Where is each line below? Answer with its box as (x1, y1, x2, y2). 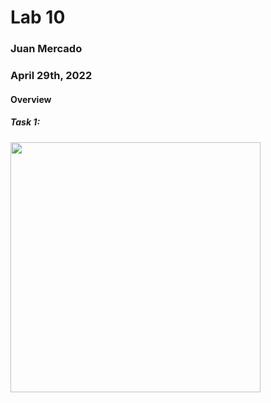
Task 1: (10, 116, 41, 128)
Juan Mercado (10, 42, 83, 56)
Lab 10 (10, 6, 66, 29)
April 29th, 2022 (10, 69, 93, 83)
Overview (10, 93, 52, 105)
